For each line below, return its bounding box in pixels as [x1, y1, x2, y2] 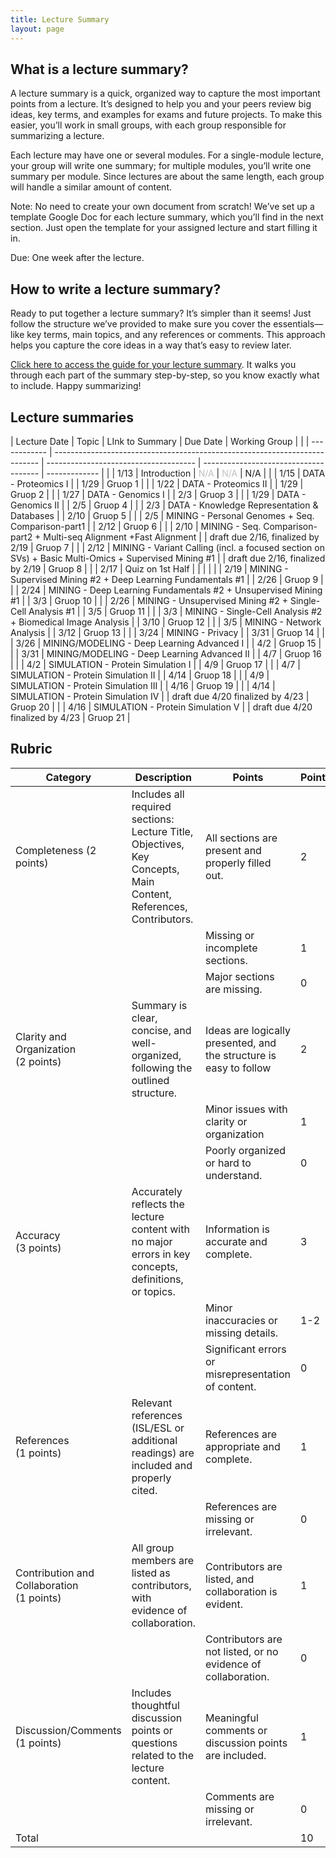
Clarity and [15, 1029, 67, 1043]
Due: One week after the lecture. [10, 252, 145, 264]
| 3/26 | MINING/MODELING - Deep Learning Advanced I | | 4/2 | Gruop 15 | [10, 637, 322, 649]
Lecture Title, [131, 824, 194, 838]
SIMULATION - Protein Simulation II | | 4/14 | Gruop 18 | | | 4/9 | [10, 669, 270, 681]
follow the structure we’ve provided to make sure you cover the [10, 318, 272, 330]
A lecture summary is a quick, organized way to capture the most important [10, 87, 321, 100]
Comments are [205, 1789, 275, 1803]
